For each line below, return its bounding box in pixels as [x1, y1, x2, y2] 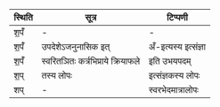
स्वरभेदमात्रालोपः [148, 84, 199, 96]
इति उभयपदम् [148, 55, 191, 67]
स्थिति [13, 11, 33, 23]
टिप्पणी [166, 11, 189, 23]
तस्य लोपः [41, 70, 73, 81]
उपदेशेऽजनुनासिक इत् [41, 41, 110, 52]
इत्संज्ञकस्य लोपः [148, 70, 200, 81]
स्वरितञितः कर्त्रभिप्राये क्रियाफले [41, 55, 141, 67]
